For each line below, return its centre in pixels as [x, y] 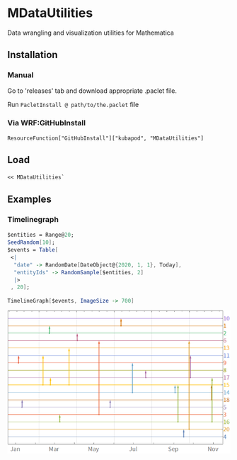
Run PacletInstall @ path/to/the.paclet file [73, 104]
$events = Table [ [33, 250]
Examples [29, 199]
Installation [33, 55]
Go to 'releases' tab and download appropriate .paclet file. [92, 91]
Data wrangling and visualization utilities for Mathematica [91, 33]
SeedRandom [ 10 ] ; [31, 242]
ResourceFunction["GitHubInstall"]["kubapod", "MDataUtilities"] [105, 138]
